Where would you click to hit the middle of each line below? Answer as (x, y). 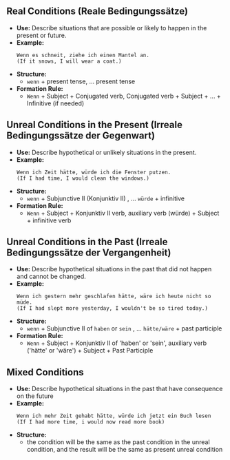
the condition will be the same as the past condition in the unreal (118, 442)
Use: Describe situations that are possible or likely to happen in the (112, 28)
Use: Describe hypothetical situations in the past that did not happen (114, 269)
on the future (35, 396)
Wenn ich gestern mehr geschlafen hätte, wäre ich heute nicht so (114, 296)
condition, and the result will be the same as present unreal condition (125, 450)
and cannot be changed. (51, 276)
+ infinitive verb (49, 220)
